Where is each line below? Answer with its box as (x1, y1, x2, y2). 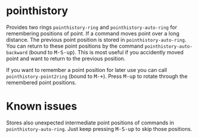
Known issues (6, 100, 77, 113)
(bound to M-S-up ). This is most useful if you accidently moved (28, 48, 184, 55)
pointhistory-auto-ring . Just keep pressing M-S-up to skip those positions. (6, 125, 193, 132)
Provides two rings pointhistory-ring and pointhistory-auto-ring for (6, 24, 177, 31)
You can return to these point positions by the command (6, 42, 143, 50)
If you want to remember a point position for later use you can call (6, 66, 167, 73)
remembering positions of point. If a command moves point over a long (6, 29, 180, 37)
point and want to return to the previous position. (6, 55, 126, 62)
